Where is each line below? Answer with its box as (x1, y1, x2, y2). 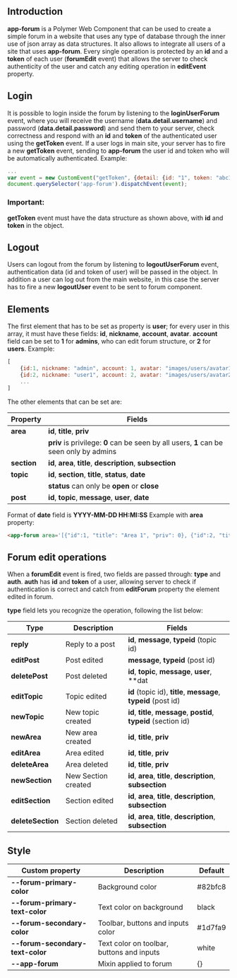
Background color (97, 882, 157, 892)
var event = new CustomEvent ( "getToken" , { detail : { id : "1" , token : (7, 174, 213, 181)
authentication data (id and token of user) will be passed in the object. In (7, 268, 218, 276)
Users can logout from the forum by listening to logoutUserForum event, (7, 260, 219, 269)
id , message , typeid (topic (128, 635, 217, 645)
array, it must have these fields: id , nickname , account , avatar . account (7, 330, 218, 338)
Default (198, 866, 224, 875)
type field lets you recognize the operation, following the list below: (7, 606, 203, 615)
